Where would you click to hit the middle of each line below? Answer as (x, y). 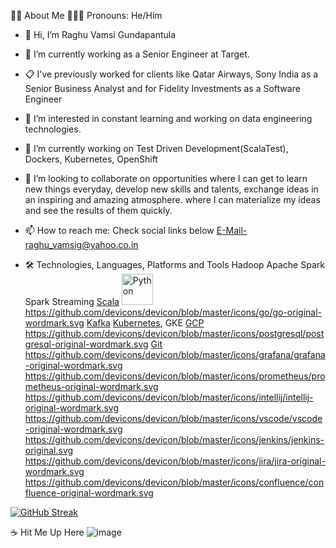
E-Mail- (232, 230)
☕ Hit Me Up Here (47, 532)
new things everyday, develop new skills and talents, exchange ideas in (171, 189)
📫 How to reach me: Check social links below (119, 230)
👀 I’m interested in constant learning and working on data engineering (168, 118)
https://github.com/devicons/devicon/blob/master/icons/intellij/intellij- (169, 397)
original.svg (49, 450)
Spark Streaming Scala (72, 301)
